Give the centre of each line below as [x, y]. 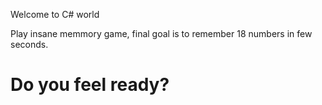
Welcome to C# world [55, 14]
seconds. [29, 44]
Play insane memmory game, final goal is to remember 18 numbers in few [161, 33]
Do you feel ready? [90, 85]
